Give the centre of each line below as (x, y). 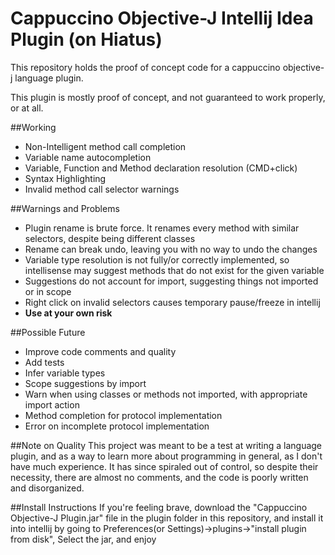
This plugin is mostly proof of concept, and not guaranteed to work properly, (168, 97)
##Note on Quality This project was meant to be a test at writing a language (166, 445)
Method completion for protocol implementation (123, 415)
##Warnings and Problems (65, 208)
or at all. (27, 108)
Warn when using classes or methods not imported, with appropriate (166, 394)
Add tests (44, 362)
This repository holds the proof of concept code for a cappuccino (145, 67)
